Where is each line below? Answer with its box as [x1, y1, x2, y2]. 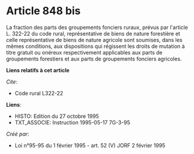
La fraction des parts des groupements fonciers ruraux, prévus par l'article [6, 24, 188, 31]
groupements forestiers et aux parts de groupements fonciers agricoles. [6, 55, 182, 62]
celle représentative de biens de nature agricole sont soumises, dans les [6, 36, 183, 43]
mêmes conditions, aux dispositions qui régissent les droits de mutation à [6, 43, 185, 50]
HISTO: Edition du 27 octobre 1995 [14, 113, 99, 120]
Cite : [6, 78, 18, 85]
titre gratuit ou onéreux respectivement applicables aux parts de [6, 49, 163, 56]
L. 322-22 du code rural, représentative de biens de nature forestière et [6, 30, 180, 37]
